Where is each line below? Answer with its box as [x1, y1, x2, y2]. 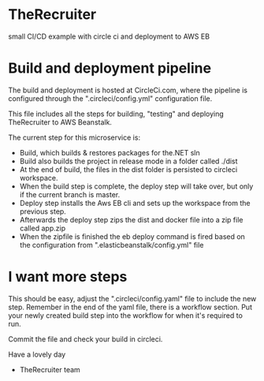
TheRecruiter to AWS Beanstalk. [8, 117, 113, 127]
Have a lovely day [8, 349, 66, 359]
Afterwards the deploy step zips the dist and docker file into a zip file [19, 215, 244, 224]
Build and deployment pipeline [8, 59, 211, 77]
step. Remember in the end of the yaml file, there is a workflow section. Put [8, 302, 252, 312]
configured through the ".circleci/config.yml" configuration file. [8, 93, 213, 103]
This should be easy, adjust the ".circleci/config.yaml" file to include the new [8, 293, 257, 303]
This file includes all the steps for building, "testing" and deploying [8, 109, 225, 118]
